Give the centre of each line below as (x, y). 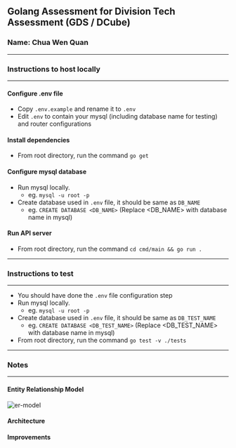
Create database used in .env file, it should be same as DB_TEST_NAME (117, 318)
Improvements (29, 437)
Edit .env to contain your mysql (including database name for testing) (117, 117)
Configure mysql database (47, 171)
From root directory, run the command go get (83, 156)
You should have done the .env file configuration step (95, 296)
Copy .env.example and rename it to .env (77, 109)
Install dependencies (39, 140)
